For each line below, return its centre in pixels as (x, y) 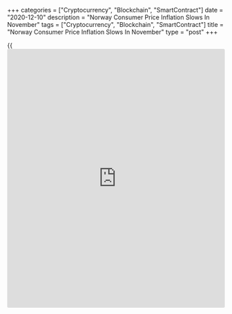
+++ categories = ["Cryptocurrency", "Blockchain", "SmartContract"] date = (115, 10)
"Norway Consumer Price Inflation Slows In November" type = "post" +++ (113, 32)
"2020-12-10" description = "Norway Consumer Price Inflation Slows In (108, 17)
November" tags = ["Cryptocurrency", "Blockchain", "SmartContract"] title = (116, 24)
